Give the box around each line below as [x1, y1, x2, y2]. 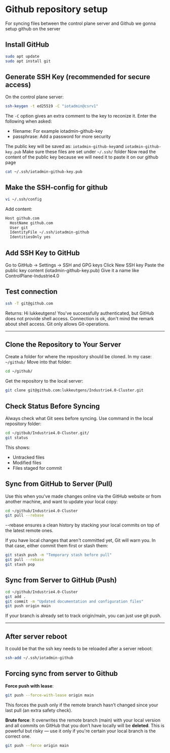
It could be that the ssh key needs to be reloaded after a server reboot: [5, 646, 153, 652]
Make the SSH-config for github [5, 183, 108, 192]
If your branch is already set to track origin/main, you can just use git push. [5, 613, 162, 619]
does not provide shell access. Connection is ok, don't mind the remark [5, 315, 154, 321]
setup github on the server [5, 25, 61, 31]
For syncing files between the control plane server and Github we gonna [5, 20, 156, 26]
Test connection [5, 287, 58, 296]
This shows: [5, 444, 30, 450]
